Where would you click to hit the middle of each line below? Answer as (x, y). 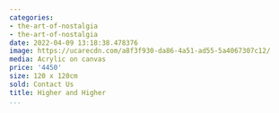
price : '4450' (36, 68)
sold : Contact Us (42, 84)
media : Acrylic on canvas (57, 59)
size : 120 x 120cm (44, 76)
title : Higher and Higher (57, 92)
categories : (31, 17)
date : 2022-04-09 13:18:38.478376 (74, 43)
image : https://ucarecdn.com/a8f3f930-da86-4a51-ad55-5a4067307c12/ (140, 51)
